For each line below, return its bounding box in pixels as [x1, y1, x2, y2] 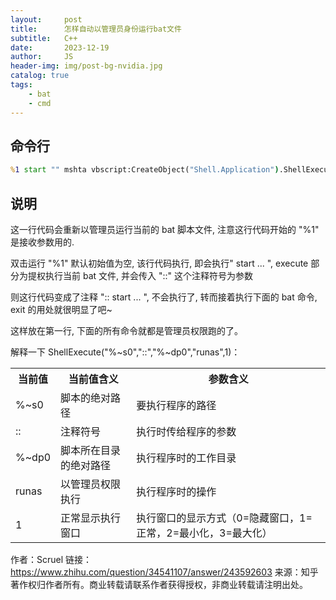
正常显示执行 [60, 511, 122, 525]
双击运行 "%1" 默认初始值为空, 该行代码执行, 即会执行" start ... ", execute [10, 257, 309, 269]
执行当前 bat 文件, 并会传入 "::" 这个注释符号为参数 [44, 270, 253, 281]
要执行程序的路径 [136, 399, 217, 412]
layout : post [10, 14, 83, 25]
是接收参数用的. [10, 236, 75, 248]
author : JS [10, 52, 74, 62]
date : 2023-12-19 [10, 42, 110, 53]
